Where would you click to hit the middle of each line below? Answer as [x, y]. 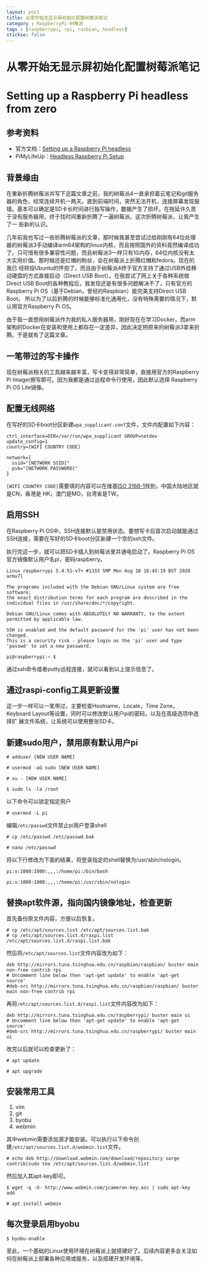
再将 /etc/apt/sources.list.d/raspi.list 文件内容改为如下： [83, 1004]
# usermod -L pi [27, 813]
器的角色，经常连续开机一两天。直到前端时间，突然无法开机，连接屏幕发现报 [103, 201]
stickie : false [26, 35]
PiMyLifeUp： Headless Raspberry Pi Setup [70, 157]
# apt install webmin [34, 1204]
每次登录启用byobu [43, 1224]
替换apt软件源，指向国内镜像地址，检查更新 [90, 902]
